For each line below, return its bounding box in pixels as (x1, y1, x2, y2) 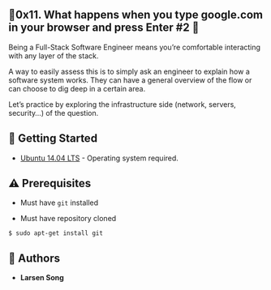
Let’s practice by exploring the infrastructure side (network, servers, (8, 99, 237, 109)
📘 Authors (8, 251, 61, 265)
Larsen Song (19, 273, 65, 283)
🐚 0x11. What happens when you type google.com (8, 8, 264, 22)
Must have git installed (19, 198, 99, 207)
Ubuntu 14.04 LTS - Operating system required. (19, 153, 179, 163)
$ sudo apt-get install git (8, 229, 104, 237)
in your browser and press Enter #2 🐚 (8, 21, 200, 35)
